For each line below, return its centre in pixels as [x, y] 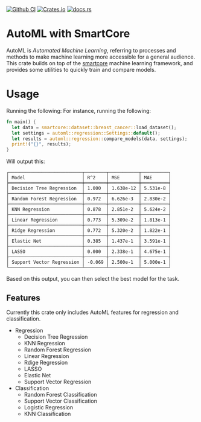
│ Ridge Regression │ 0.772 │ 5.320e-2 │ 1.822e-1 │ [89, 231]
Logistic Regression [49, 407]
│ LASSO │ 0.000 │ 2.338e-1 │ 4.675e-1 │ [89, 252]
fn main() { [21, 122]
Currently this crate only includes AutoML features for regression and [93, 312]
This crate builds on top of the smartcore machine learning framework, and [100, 63]
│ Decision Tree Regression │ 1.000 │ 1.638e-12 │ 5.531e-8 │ [89, 188]
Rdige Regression [46, 362]
